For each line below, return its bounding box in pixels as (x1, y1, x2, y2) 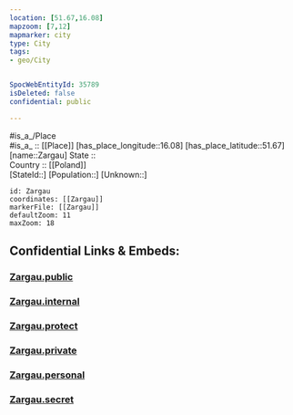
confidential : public (9, 97, 92, 106)
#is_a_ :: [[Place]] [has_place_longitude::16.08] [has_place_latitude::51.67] (9, 140, 285, 150)
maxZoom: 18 (9, 218, 55, 228)
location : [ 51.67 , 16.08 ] (9, 13, 104, 23)
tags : (9, 47, 30, 57)
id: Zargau (9, 186, 51, 196)
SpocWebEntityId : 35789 (9, 80, 100, 89)
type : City (9, 38, 51, 48)
